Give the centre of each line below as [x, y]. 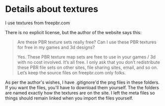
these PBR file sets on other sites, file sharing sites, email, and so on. [87, 67]
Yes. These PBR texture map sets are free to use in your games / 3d [86, 57]
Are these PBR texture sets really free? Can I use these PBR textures [87, 42]
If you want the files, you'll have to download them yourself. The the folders [82, 87]
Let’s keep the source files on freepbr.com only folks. [72, 72]
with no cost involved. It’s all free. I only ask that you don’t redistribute [88, 62]
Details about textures [52, 9]
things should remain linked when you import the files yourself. [69, 98]
